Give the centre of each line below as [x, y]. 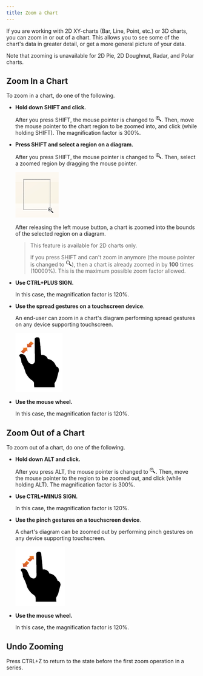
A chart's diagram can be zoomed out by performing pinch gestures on [104, 532]
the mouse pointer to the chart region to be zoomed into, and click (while [106, 126]
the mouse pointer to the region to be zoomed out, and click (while [98, 478]
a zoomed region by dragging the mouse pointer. [76, 163]
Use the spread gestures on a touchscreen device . [80, 306]
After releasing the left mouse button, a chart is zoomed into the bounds [105, 227]
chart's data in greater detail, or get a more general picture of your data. [96, 44]
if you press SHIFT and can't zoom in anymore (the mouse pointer [112, 258]
